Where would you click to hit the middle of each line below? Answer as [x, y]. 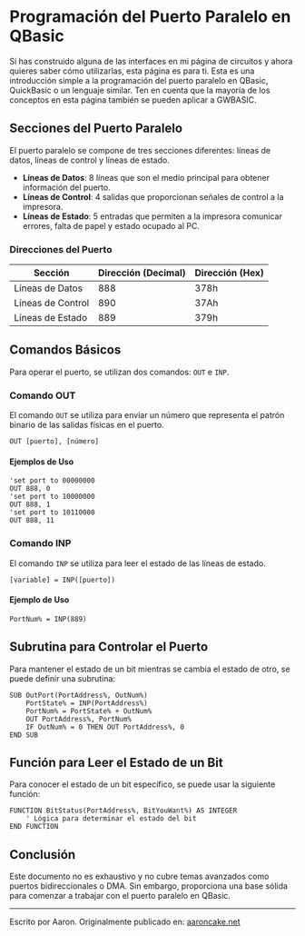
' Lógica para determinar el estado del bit [111, 819]
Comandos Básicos [65, 350]
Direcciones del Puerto [61, 249]
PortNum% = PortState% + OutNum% [89, 711]
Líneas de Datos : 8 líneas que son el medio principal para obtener [146, 177]
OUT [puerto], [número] [54, 442]
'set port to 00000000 [52, 481]
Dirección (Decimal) [142, 273]
